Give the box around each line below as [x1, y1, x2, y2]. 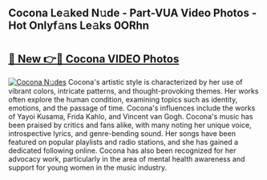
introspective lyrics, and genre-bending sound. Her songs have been [8, 129, 237, 138]
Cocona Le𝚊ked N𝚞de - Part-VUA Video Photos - [8, 6, 257, 20]
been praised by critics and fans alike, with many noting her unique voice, [8, 120, 252, 130]
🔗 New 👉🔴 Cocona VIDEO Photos [8, 52, 180, 66]
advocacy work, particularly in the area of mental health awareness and [8, 154, 245, 163]
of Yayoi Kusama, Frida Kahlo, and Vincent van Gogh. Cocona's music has [8, 112, 253, 121]
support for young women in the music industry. [8, 163, 167, 172]
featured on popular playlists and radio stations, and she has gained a [8, 138, 239, 146]
